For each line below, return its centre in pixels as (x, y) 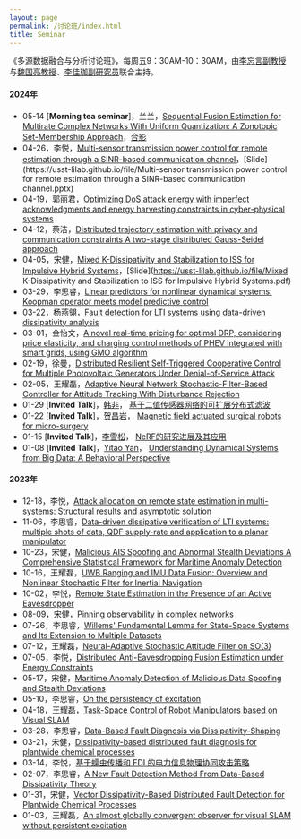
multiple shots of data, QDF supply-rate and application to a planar (145, 532)
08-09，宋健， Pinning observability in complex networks (128, 614)
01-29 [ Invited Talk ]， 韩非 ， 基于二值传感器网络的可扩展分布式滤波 (146, 404)
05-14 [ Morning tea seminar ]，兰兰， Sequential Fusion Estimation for (152, 116)
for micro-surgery (55, 426)
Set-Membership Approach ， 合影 (84, 136)
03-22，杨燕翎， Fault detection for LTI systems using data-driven (144, 312)
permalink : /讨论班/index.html (66, 26)
